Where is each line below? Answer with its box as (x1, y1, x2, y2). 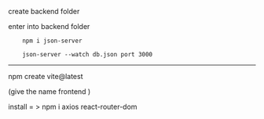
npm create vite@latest (8, 72, 83, 81)
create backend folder (8, 7, 80, 16)
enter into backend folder (8, 22, 90, 31)
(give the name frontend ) (8, 87, 91, 96)
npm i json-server (22, 37, 82, 45)
